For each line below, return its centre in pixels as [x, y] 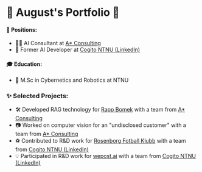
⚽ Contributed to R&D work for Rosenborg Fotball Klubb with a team [101, 140]
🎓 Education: [24, 64]
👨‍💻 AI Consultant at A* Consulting [58, 43]
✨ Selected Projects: [37, 96]
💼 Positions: [22, 29]
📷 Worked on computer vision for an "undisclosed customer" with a [101, 125]
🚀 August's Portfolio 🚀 [63, 13]
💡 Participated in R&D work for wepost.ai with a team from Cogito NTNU [106, 156]
